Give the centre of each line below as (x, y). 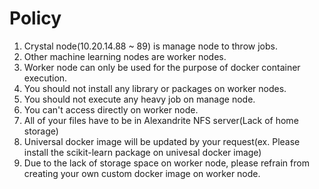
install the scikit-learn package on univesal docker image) (142, 152)
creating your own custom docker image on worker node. (142, 173)
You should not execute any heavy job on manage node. (139, 99)
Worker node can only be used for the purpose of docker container (162, 67)
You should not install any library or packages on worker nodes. (155, 88)
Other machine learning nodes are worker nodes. (125, 56)
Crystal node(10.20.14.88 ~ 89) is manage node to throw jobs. (150, 46)
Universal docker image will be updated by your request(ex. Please (162, 141)
